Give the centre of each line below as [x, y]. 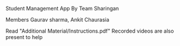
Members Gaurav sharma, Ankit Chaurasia [57, 20]
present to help [24, 37]
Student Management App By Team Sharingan [62, 8]
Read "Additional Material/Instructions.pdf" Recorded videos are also [90, 31]
